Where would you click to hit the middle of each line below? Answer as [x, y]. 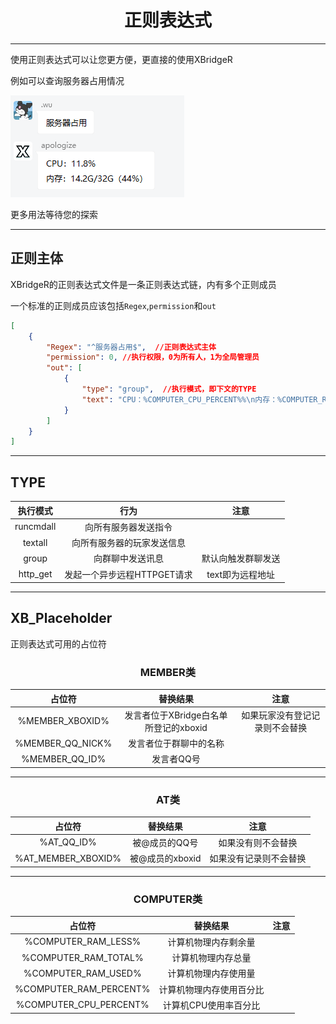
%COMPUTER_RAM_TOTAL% [82, 957]
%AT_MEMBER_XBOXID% [68, 858]
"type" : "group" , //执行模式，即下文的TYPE [169, 389]
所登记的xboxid [176, 727]
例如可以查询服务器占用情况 [67, 80]
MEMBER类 [168, 672]
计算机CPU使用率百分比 [211, 1005]
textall [35, 542]
